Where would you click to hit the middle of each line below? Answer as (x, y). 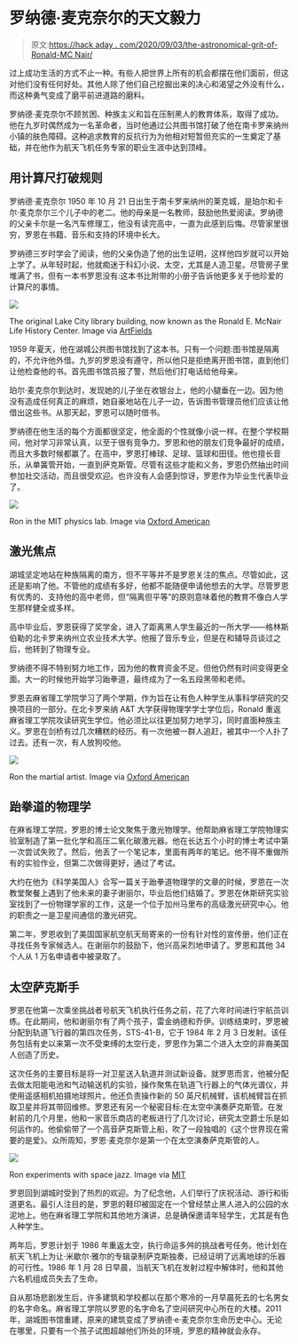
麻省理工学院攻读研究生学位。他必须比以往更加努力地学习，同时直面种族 (141, 720)
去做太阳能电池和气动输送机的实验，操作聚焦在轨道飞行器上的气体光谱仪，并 (149, 1084)
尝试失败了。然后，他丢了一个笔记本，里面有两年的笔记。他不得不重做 (153, 852)
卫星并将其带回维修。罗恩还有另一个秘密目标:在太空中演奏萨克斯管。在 (146, 1107)
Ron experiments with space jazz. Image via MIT (98, 1175)
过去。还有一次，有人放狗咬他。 (67, 742)
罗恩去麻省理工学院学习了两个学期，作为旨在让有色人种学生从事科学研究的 (145, 698)
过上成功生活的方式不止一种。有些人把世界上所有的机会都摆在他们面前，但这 (149, 73)
